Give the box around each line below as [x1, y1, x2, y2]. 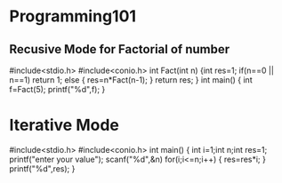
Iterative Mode [9, 115, 120, 135]
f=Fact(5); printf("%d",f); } [9, 84, 106, 94]
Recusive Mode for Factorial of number [9, 42, 230, 57]
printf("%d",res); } [9, 163, 76, 174]
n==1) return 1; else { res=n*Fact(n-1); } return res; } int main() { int [9, 75, 253, 85]
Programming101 [9, 6, 136, 27]
